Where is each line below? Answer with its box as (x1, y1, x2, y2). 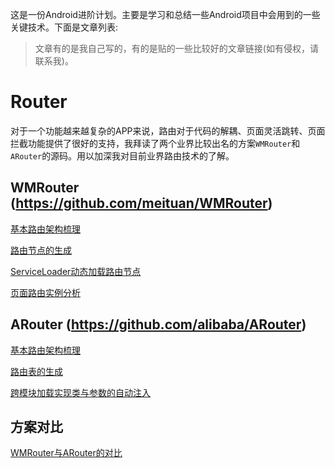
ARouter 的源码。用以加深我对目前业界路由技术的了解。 (10, 149, 235, 162)
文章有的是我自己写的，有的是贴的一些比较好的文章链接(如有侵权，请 (34, 43, 319, 54)
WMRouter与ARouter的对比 (10, 447, 123, 459)
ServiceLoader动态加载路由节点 (10, 265, 142, 277)
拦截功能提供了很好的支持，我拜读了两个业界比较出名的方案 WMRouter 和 (10, 137, 301, 149)
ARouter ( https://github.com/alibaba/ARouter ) (10, 316, 307, 333)
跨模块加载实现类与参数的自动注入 (10, 386, 151, 398)
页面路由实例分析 (10, 286, 81, 298)
